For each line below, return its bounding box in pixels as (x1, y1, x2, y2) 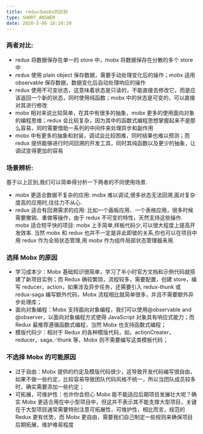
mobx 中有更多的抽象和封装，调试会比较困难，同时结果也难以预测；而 (15, 131, 190, 139)
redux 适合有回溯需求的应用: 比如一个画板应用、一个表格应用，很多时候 (15, 206, 194, 214)
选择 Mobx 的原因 (6, 253, 58, 261)
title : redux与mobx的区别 (6, 8, 68, 15)
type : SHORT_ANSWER (6, 15, 56, 21)
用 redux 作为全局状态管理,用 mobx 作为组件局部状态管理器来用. (15, 237, 175, 244)
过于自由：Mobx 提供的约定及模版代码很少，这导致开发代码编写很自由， (15, 367, 196, 375)
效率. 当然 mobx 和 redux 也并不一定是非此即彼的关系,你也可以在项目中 (20, 229, 198, 236)
